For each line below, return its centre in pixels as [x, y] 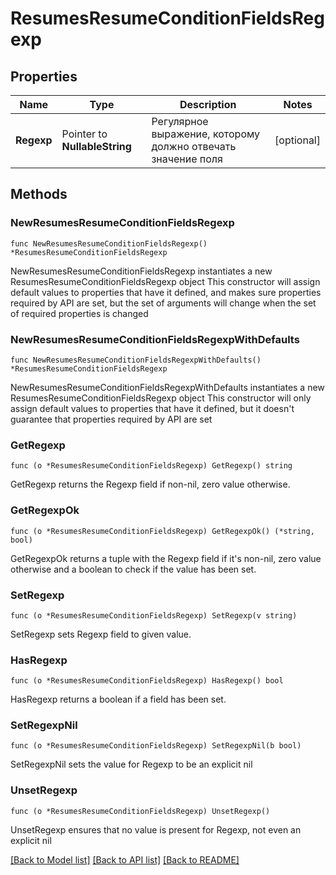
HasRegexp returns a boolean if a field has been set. [118, 699]
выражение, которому [206, 134]
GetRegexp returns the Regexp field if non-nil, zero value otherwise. [150, 484]
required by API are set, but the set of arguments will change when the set [163, 303]
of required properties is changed [79, 313]
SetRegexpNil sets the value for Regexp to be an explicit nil [131, 764]
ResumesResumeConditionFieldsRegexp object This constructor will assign [165, 281]
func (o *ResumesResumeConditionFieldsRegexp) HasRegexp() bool [147, 681]
